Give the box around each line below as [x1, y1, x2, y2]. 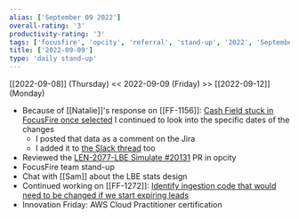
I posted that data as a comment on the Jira [35, 134, 196, 144]
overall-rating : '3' [9, 21, 86, 30]
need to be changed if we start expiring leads [21, 190, 190, 200]
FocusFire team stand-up [21, 161, 116, 172]
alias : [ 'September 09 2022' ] [9, 12, 122, 22]
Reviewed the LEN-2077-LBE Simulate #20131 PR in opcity [21, 153, 237, 162]
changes [21, 124, 55, 134]
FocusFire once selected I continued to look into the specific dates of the [21, 114, 290, 125]
